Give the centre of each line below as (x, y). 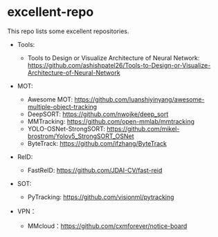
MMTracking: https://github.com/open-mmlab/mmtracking (111, 121)
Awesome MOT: (50, 99)
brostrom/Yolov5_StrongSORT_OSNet (81, 136)
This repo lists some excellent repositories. (68, 31)
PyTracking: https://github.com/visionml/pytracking (101, 197)
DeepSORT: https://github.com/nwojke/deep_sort (98, 114)
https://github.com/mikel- (143, 129)
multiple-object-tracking (62, 106)
